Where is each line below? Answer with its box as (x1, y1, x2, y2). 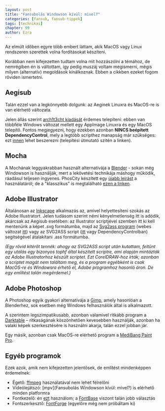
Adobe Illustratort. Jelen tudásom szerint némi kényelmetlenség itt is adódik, (5, 213, 161, 219)
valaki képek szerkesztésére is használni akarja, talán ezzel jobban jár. (5, 323, 148, 329)
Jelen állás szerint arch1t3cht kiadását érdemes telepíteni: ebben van (5, 116, 145, 122)
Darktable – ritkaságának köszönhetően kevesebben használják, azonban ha (5, 317, 160, 323)
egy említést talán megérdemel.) (5, 270, 71, 276)
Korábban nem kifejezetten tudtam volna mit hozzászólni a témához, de (5, 59, 150, 64)
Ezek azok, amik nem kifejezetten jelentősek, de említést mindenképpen (5, 365, 151, 371)
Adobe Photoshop (5, 284, 62, 293)
